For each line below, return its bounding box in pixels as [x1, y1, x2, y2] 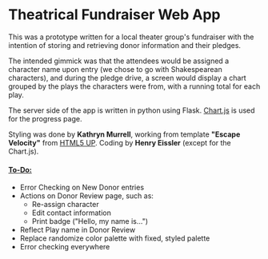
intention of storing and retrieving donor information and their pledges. [8, 40, 242, 50]
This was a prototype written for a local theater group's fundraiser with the [8, 32, 254, 42]
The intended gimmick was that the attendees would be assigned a [8, 56, 230, 66]
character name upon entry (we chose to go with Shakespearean [8, 64, 222, 74]
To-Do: [8, 165, 32, 174]
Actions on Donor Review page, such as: [19, 191, 154, 201]
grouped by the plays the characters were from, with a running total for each [8, 82, 261, 91]
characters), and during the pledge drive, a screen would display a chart [8, 73, 246, 82]
